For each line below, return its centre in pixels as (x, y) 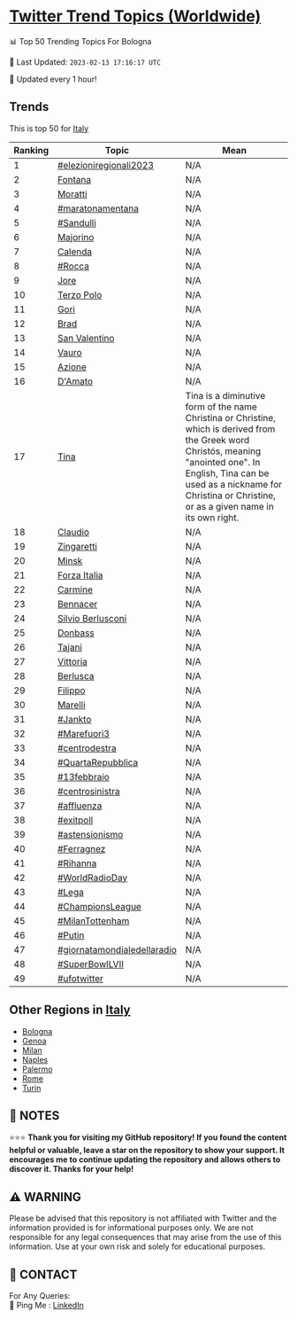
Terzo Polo (80, 294)
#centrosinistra (89, 791)
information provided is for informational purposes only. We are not (131, 1228)
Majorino (76, 237)
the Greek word (217, 440)
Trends (29, 107)
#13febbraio (84, 777)
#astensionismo (90, 834)
